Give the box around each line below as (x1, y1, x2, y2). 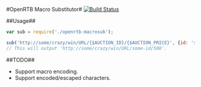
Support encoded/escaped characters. (14, 74, 111, 81)
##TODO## (6, 56, 35, 63)
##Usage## (6, 17, 36, 24)
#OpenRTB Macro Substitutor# (6, 6, 83, 13)
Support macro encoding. (14, 68, 78, 75)
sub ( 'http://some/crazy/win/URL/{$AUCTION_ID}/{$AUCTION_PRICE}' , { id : (6, 40, 188, 46)
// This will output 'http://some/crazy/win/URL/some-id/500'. (6, 45, 167, 51)
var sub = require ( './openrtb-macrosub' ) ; (6, 29, 114, 35)
